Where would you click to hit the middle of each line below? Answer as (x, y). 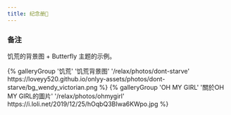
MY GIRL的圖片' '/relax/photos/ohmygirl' (66, 96)
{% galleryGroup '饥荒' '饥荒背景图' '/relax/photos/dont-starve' (99, 71)
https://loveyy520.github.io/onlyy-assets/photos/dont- (86, 79)
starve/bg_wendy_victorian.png (52, 87)
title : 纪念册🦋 (28, 14)
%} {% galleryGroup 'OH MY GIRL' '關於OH (161, 87)
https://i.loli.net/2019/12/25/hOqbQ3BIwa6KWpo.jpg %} (88, 104)
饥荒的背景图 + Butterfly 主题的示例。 (62, 56)
